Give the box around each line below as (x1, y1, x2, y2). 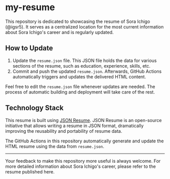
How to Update (5, 44, 53, 52)
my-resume (5, 2, 55, 13)
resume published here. (5, 168, 55, 174)
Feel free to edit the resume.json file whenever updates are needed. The (5, 83, 155, 89)
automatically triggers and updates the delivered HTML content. (12, 73, 146, 80)
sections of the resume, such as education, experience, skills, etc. (12, 63, 151, 69)
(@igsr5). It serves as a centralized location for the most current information (5, 23, 164, 29)
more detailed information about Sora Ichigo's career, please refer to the (5, 163, 156, 169)
